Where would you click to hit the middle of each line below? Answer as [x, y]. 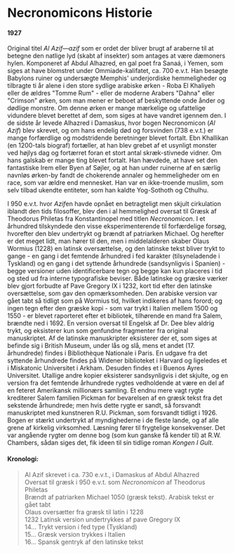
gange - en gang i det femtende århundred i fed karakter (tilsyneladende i [114, 256]
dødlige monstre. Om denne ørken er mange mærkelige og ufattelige [106, 108]
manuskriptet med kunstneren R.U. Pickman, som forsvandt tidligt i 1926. [112, 413]
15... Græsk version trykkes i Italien [75, 534]
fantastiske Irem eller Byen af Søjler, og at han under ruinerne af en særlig [114, 168]
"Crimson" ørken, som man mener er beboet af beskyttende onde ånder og [116, 100]
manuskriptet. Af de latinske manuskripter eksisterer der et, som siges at [112, 338]
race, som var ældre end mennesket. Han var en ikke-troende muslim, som [115, 183]
